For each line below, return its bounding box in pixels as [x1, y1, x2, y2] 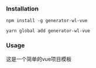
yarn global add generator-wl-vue [6, 28, 91, 34]
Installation [6, 5, 39, 13]
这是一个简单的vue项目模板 [6, 55, 72, 62]
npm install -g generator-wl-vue [6, 18, 88, 24]
